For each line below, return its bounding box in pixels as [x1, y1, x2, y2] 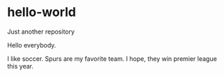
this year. [7, 62, 33, 70]
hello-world [7, 4, 77, 20]
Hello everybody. [7, 41, 57, 49]
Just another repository [7, 27, 75, 36]
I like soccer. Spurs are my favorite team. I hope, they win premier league [7, 54, 218, 63]
